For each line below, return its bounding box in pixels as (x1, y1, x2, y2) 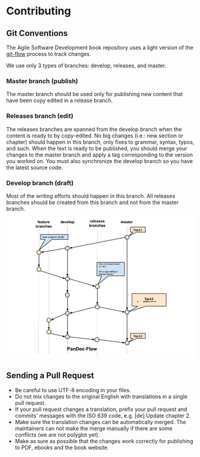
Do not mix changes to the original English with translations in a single (14, 393, 187, 400)
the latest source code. (6, 164, 63, 171)
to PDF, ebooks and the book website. (14, 444, 109, 451)
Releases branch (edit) (6, 112, 74, 121)
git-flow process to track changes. (6, 50, 92, 58)
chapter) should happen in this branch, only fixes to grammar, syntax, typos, (6, 138, 195, 145)
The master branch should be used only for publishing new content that (6, 91, 183, 98)
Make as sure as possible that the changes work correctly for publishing (14, 437, 193, 444)
